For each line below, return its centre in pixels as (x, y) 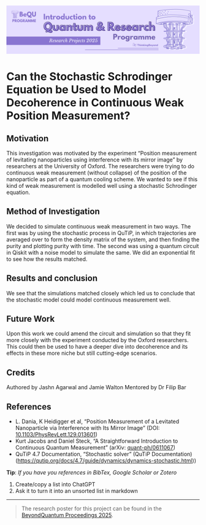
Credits (21, 372)
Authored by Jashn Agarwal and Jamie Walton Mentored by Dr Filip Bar (96, 387)
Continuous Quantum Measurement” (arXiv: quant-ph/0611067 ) (95, 448)
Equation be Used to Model (76, 90)
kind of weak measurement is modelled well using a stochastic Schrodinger (102, 186)
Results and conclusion (52, 278)
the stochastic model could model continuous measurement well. (89, 300)
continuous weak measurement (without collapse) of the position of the (97, 173)
